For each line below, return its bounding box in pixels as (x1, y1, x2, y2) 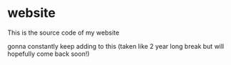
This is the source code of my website (7, 28, 120, 37)
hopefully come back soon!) (7, 49, 91, 58)
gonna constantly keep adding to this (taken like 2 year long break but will (7, 42, 225, 50)
